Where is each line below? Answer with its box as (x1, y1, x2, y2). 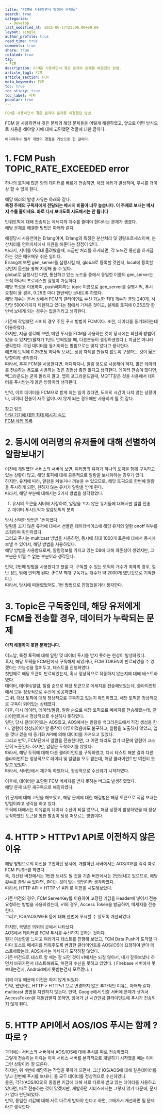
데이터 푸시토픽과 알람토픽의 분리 (12, 506, 75, 513)
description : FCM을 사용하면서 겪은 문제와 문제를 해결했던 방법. (5, 66, 122, 71)
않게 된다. (10, 1001, 29, 1007)
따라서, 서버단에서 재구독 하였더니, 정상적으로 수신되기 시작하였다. (5, 768, 130, 773)
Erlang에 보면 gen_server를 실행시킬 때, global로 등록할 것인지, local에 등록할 (5, 259, 154, 265)
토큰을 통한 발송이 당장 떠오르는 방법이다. (26, 812, 103, 819)
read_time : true (5, 39, 38, 44)
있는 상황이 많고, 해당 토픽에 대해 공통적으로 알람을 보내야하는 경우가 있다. (5, 472, 145, 478)
